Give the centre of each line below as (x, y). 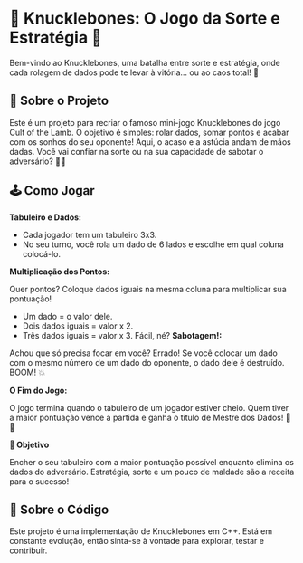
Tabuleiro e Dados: (45, 217)
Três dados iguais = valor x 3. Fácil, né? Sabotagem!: (122, 335)
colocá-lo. (42, 253)
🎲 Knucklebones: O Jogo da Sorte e (145, 19)
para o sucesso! (39, 481)
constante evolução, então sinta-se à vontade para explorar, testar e (137, 541)
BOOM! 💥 (27, 372)
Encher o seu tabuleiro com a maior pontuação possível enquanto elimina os (151, 462)
